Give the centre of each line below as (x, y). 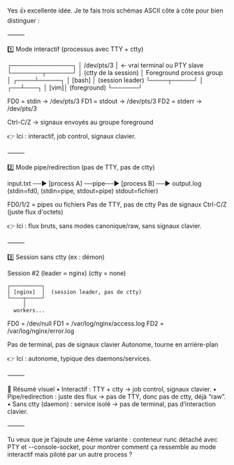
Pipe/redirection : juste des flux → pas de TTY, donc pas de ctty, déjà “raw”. (117, 396)
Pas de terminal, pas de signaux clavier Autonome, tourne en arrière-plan (113, 345)
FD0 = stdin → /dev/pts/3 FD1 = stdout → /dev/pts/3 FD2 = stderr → (105, 101)
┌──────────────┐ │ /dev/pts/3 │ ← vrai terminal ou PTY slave (105, 65)
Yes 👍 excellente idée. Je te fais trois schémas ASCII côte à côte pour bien (115, 11)
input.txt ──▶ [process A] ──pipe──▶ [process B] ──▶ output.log (104, 183)
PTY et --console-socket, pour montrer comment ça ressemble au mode (112, 447)
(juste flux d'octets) (36, 212)
